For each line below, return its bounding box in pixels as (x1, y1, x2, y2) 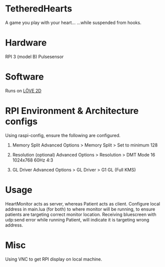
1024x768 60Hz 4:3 (12, 157, 53, 163)
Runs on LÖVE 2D (5, 87, 41, 93)
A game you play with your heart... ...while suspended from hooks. (5, 19, 142, 25)
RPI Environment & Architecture (5, 105, 139, 116)
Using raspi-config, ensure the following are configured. (5, 132, 121, 138)
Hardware (5, 37, 47, 48)
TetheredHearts (5, 3, 72, 14)
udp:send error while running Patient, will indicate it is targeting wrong (5, 216, 150, 222)
